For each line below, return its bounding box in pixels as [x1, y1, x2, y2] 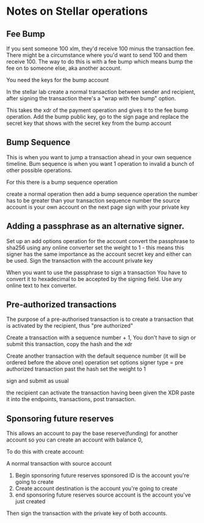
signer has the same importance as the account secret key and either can [6, 250, 192, 258]
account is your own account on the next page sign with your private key [6, 203, 190, 211]
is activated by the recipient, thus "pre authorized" [6, 322, 133, 329]
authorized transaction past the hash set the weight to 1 [6, 366, 147, 373]
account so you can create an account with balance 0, [6, 436, 143, 443]
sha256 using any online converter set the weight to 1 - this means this [6, 244, 184, 251]
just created [15, 498, 46, 505]
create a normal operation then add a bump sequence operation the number [6, 190, 199, 197]
